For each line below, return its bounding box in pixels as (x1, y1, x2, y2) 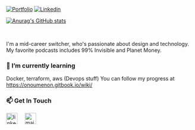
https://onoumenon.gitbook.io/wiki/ (6, 81, 93, 89)
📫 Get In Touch (6, 97, 52, 105)
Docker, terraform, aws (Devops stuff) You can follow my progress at (6, 75, 175, 82)
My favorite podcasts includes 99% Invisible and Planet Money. (6, 47, 162, 54)
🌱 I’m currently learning (6, 61, 76, 70)
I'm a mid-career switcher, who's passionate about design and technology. (6, 41, 189, 47)
